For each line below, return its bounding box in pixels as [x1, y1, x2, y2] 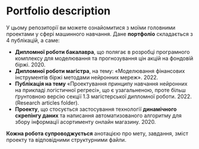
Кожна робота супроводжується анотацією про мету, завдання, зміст [6, 130, 188, 137]
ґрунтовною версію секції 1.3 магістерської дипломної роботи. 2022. [14, 93, 192, 100]
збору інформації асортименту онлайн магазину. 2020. [14, 118, 157, 125]
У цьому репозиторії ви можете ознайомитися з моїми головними [6, 24, 176, 31]
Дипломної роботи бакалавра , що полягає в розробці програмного [14, 48, 190, 55]
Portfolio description [6, 4, 111, 18]
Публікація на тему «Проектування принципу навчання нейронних [14, 80, 188, 87]
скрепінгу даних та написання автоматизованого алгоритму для [14, 112, 182, 119]
